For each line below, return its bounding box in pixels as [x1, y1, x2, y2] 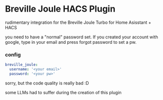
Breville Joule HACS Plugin [5, 3, 116, 15]
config [5, 51, 21, 58]
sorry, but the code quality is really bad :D [5, 80, 89, 86]
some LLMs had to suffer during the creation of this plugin [5, 89, 122, 95]
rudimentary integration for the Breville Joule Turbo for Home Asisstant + [5, 19, 152, 25]
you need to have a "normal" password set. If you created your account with [5, 34, 158, 40]
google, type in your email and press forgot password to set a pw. [5, 39, 137, 45]
